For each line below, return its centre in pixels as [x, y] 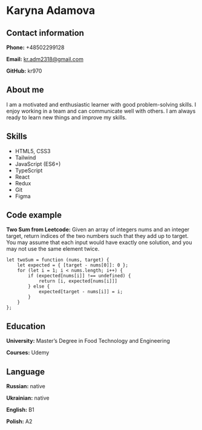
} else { [39, 286]
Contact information [45, 33]
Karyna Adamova [51, 11]
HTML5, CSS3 [33, 151]
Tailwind [25, 157]
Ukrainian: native [28, 398]
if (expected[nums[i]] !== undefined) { [80, 276]
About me [25, 90]
